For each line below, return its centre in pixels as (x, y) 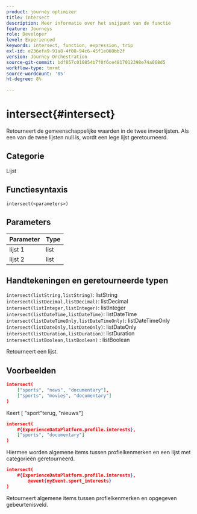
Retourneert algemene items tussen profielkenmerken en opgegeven (92, 498)
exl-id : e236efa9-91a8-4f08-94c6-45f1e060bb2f (66, 51)
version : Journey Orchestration (47, 57)
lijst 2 (17, 259)
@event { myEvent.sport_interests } (70, 481)
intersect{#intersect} (61, 114)
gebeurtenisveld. (27, 504)
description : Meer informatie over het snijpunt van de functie (89, 23)
